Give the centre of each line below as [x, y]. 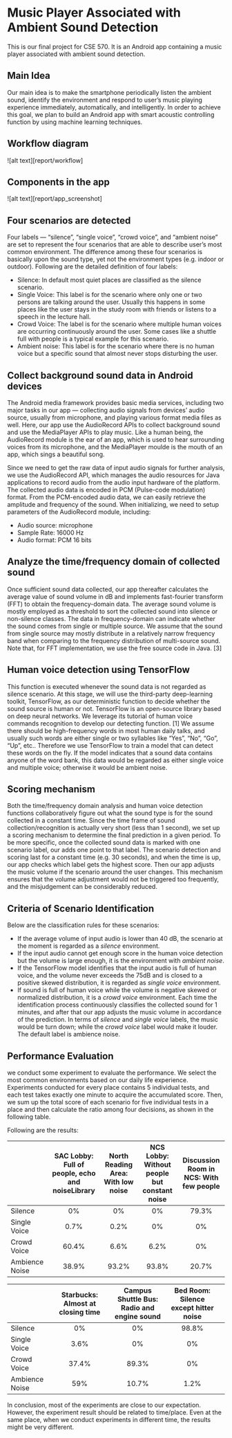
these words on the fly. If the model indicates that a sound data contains [110, 753]
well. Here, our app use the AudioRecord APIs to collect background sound [114, 425]
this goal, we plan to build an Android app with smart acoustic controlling [111, 114]
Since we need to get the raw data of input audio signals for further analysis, [116, 468]
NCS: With [201, 1178]
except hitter [192, 1308]
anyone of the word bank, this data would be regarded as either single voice [115, 760]
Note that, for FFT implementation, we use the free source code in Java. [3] [115, 648]
